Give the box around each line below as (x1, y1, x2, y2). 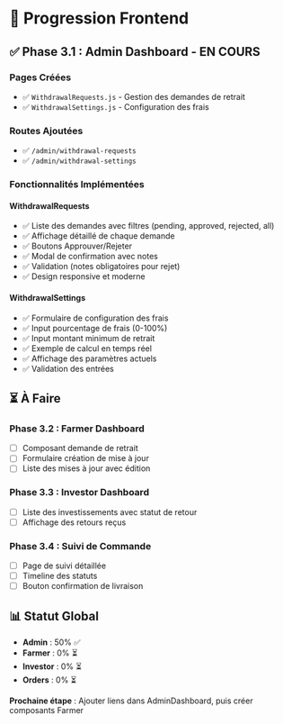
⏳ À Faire (9, 391, 61, 406)
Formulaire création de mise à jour (22, 453, 150, 464)
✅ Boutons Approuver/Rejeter (22, 240, 133, 251)
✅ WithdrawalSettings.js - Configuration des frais (22, 101, 209, 112)
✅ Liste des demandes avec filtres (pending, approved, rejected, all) (22, 221, 275, 231)
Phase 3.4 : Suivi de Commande (9, 539, 152, 552)
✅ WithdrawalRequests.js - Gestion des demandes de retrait (22, 91, 245, 102)
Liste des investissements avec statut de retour (22, 506, 198, 517)
